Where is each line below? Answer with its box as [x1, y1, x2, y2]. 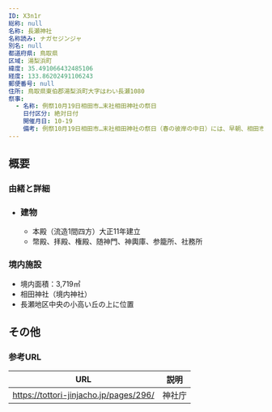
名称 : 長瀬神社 [8, 27, 53, 35]
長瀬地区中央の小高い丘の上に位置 [19, 299, 134, 308]
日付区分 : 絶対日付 [23, 110, 79, 118]
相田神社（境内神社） [19, 289, 91, 299]
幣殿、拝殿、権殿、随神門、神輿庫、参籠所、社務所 [32, 236, 203, 247]
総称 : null [8, 19, 43, 28]
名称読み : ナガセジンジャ [8, 34, 83, 43]
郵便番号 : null [8, 79, 55, 87]
